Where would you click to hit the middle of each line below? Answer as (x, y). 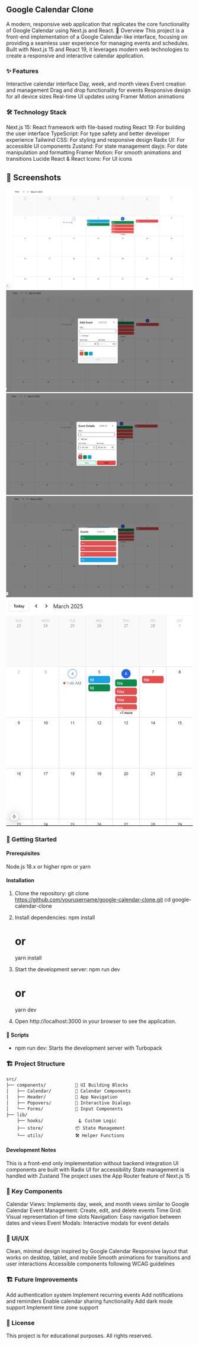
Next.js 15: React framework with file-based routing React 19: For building (96, 128)
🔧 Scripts (18, 1035)
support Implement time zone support (52, 1307)
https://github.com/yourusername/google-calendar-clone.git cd (92, 900)
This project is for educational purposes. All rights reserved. (79, 1336)
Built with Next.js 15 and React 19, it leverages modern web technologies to (98, 49)
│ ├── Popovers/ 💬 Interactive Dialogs (69, 1103)
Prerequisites (23, 853)
